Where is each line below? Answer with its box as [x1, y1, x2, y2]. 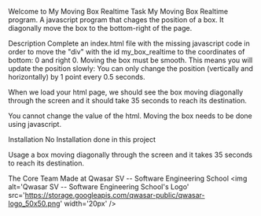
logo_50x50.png [8, 199, 61, 208]
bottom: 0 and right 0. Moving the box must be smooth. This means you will [8, 55, 253, 65]
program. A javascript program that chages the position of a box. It [8, 15, 224, 24]
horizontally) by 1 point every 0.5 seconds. [8, 73, 145, 81]
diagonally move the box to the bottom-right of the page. [8, 24, 193, 32]
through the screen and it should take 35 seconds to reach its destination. [8, 96, 248, 105]
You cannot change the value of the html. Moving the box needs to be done [8, 111, 253, 121]
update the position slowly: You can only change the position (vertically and [8, 64, 254, 73]
